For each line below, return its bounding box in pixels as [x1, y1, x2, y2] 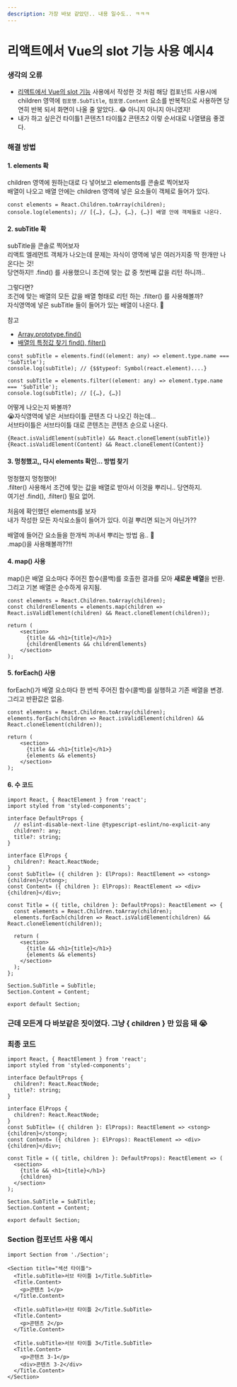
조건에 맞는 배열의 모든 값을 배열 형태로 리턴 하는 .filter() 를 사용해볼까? [7, 292, 204, 301]
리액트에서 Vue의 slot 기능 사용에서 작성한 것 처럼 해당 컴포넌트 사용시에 [17, 88, 217, 96]
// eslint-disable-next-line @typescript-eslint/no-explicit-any [13, 821, 211, 828]
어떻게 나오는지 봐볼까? [7, 403, 71, 411]
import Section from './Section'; [7, 1251, 110, 1258]
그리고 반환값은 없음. [7, 695, 64, 703]
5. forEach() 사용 [7, 668, 56, 677]
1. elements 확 [7, 161, 49, 170]
